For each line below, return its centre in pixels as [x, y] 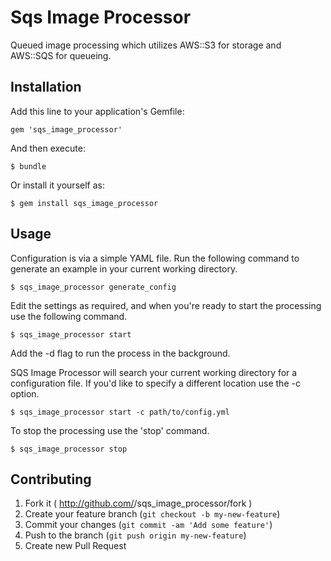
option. [25, 393]
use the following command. [69, 316]
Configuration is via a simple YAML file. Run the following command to [155, 258]
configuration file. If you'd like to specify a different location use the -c [155, 383]
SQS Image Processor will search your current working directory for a [154, 372]
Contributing [51, 479]
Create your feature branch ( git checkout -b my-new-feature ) [152, 514]
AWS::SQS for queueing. [61, 55]
